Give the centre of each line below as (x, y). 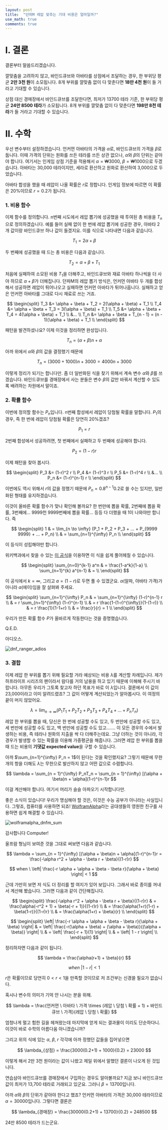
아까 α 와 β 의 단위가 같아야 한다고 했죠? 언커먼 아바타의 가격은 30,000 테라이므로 (84, 1095)
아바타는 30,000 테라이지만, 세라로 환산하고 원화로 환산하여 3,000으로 (89, 168)
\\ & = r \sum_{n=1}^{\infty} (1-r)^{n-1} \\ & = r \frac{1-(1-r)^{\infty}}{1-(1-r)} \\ (84, 603)
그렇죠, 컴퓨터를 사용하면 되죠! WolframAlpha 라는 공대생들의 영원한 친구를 (85, 806)
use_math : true (21, 19)
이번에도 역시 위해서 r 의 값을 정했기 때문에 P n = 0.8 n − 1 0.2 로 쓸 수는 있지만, (79, 489)
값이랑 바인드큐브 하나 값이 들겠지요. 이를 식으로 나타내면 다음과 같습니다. (82, 231)
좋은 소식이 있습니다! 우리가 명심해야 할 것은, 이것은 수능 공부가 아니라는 (75, 800)
